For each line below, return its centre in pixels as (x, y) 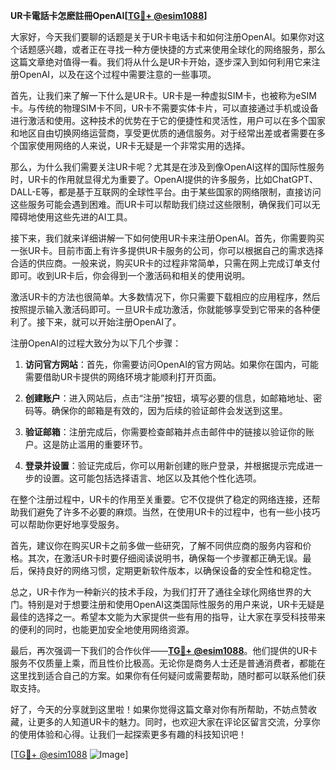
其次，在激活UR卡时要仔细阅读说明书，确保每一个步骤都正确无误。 (165, 558)
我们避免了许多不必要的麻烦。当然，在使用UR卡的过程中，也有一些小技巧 (169, 512)
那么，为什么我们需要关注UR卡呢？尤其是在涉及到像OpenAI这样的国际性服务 (167, 167)
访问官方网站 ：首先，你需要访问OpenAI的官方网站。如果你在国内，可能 (171, 364)
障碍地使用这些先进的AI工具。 (71, 217)
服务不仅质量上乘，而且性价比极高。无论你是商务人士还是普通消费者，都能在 (168, 663)
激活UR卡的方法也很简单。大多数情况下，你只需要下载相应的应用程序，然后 (165, 297)
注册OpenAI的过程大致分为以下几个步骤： (96, 343)
